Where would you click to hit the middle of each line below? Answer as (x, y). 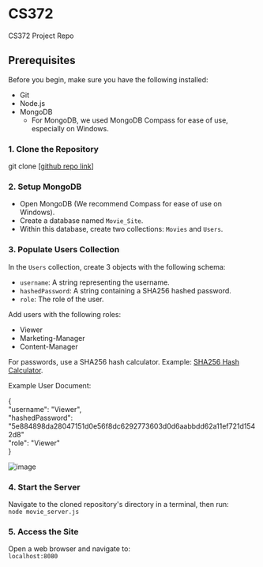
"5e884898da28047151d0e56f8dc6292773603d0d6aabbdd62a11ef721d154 (132, 426)
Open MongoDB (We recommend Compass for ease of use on (121, 204)
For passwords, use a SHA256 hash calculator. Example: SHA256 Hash (124, 361)
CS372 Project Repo (41, 36)
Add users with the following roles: (64, 314)
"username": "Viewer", (45, 409)
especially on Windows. (70, 128)
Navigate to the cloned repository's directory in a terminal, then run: (118, 504)
